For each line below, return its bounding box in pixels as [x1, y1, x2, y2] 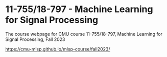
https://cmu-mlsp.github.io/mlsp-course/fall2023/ [5, 46, 110, 52]
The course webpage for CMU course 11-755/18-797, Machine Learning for [5, 31, 162, 37]
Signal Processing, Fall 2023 [5, 36, 65, 42]
